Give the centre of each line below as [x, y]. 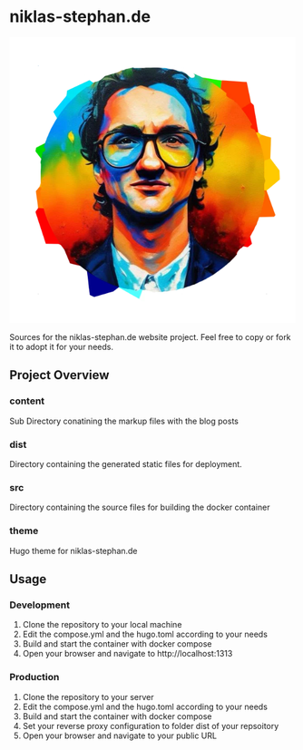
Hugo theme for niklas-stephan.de [73, 550]
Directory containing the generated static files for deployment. [126, 463]
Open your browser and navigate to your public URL [120, 735]
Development [40, 605]
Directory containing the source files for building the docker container [140, 507]
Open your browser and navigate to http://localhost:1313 [127, 654]
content [27, 401]
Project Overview [59, 375]
